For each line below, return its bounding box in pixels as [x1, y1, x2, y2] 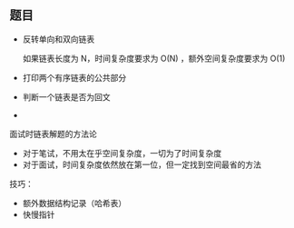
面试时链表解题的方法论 [9, 128, 97, 139]
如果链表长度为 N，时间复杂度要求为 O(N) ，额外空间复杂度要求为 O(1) [22, 53, 286, 64]
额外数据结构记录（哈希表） [22, 197, 127, 208]
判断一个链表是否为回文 [22, 91, 111, 102]
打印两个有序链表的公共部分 [22, 72, 127, 83]
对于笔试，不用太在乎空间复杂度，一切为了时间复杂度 [22, 147, 222, 158]
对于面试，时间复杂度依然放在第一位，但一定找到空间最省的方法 [22, 159, 261, 170]
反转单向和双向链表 [22, 34, 95, 45]
